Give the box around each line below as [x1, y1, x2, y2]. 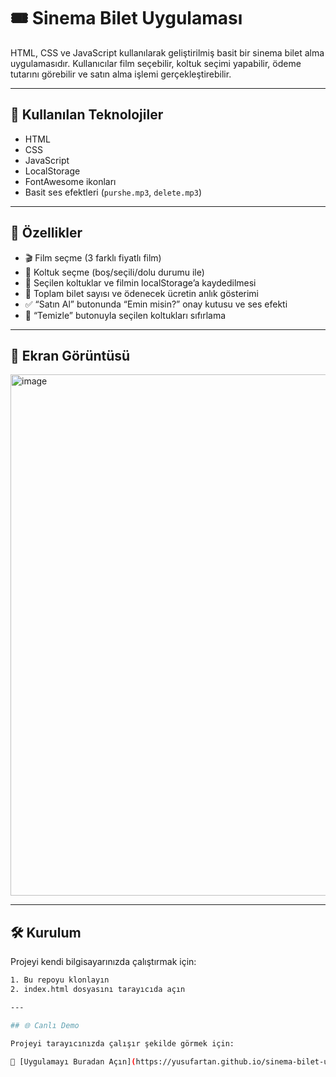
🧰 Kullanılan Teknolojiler [10, 106, 164, 124]
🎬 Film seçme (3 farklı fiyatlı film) [24, 251, 162, 264]
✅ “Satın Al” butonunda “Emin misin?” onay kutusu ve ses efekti [24, 298, 288, 310]
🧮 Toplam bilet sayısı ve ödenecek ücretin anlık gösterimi [24, 287, 259, 299]
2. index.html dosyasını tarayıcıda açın [10, 985, 186, 995]
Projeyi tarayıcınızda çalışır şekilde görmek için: [10, 1038, 235, 1049]
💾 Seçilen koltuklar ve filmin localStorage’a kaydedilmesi [24, 276, 257, 289]
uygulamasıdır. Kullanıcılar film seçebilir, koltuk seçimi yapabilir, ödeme [10, 57, 302, 69]
